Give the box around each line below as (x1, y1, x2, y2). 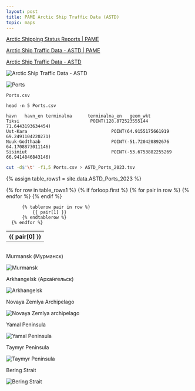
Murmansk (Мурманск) (6, 253, 63, 260)
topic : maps (6, 19, 35, 25)
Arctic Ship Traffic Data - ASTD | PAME (6, 47, 100, 54)
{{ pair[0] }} (9, 233, 41, 241)
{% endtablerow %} (21, 215, 67, 220)
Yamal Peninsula (6, 321, 46, 328)
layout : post (6, 8, 38, 15)
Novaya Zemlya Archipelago (6, 298, 75, 306)
